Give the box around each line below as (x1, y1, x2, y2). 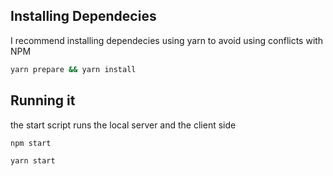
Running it (10, 92, 76, 109)
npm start (10, 138, 52, 148)
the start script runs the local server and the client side (10, 119, 237, 131)
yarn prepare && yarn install (10, 64, 137, 74)
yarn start (10, 156, 56, 166)
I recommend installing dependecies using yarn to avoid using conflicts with (10, 34, 324, 46)
